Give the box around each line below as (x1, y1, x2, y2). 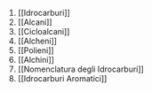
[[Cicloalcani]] (17, 27, 70, 36)
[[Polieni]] (17, 45, 55, 56)
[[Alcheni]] (17, 35, 58, 46)
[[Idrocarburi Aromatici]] (17, 73, 108, 83)
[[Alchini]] (17, 55, 55, 65)
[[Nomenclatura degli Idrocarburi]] (17, 64, 144, 74)
